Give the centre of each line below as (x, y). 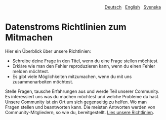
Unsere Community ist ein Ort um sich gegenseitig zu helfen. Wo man (76, 102)
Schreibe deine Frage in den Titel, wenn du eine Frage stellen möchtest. (85, 61)
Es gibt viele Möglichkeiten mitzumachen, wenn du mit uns (72, 77)
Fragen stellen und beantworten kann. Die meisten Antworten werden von (80, 107)
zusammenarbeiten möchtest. (42, 81)
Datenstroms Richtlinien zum (66, 27)
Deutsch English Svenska (133, 7)
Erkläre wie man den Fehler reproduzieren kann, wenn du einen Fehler (84, 66)
